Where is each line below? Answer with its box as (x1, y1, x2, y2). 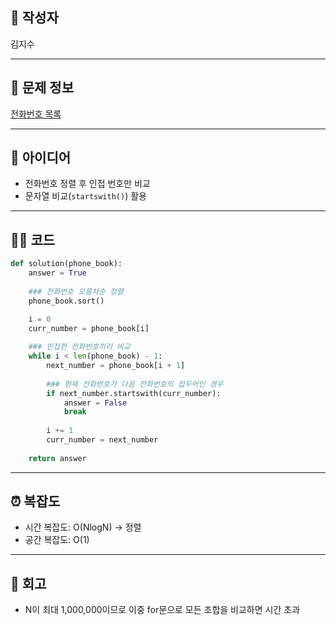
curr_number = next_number (46, 435, 159, 445)
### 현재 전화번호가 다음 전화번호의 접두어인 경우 (46, 379, 224, 389)
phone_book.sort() (28, 296, 105, 306)
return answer (28, 453, 87, 463)
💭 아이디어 (10, 149, 72, 167)
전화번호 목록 (10, 108, 62, 120)
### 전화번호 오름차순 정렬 (28, 286, 124, 297)
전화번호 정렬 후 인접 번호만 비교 (24, 178, 151, 190)
